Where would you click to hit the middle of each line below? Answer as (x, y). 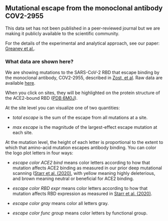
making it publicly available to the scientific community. (62, 33)
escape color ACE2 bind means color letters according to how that (81, 163)
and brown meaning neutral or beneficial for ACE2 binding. (73, 179)
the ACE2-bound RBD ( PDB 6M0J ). (41, 98)
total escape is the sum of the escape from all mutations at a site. (80, 118)
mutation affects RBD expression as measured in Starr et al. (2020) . (82, 194)
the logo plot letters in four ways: (39, 153)
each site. (23, 133)
